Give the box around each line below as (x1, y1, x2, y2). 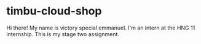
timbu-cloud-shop (6, 4, 102, 18)
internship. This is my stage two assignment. (6, 30, 120, 37)
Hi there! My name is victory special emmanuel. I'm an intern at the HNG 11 (6, 24, 195, 31)
